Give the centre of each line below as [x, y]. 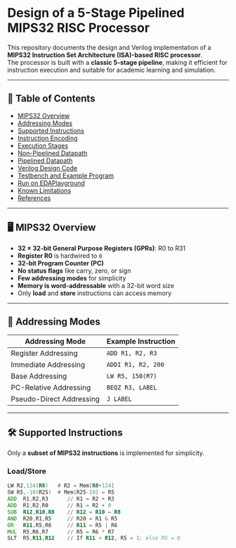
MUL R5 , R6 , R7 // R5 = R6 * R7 [61, 532]
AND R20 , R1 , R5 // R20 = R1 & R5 [63, 518]
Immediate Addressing [48, 365]
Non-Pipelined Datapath [52, 153]
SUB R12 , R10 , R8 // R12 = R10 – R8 [64, 512]
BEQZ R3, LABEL [132, 388]
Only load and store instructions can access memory [94, 293]
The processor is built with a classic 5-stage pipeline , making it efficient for [118, 62]
